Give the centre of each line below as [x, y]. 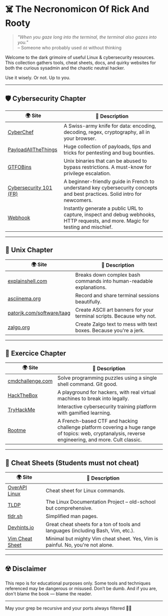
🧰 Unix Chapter [29, 250]
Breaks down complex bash [108, 275]
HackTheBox [23, 396]
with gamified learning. [84, 413]
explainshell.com [27, 281]
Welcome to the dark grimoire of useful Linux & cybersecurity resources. [80, 57]
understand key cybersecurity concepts [110, 187]
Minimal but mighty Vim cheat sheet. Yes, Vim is [102, 539]
